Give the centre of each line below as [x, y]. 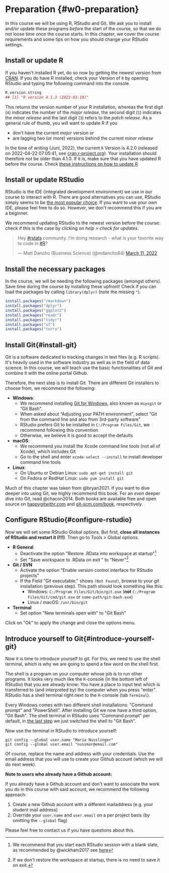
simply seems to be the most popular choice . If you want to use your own [81, 203]
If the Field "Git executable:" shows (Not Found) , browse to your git [90, 581]
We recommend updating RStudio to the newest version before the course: [83, 223]
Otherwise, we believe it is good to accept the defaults [76, 435]
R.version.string [23, 92]
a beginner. [17, 213]
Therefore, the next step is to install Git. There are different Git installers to [82, 383]
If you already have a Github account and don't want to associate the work [82, 784]
